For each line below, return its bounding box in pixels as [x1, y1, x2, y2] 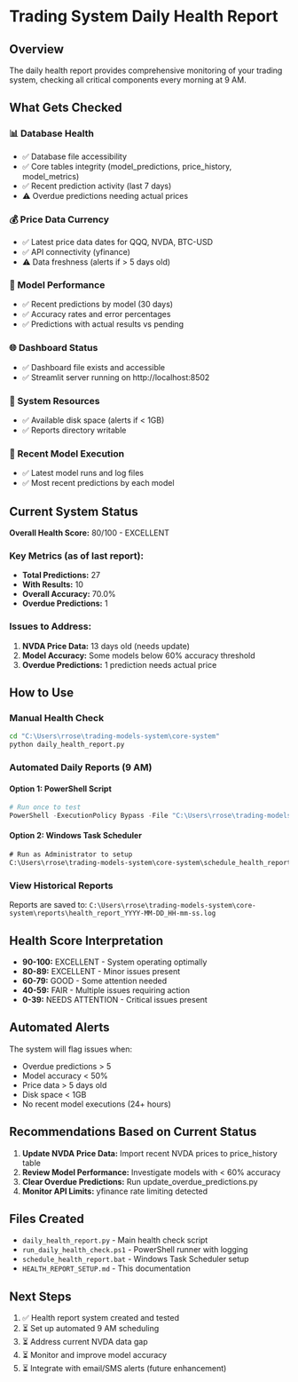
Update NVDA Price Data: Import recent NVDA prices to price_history [21, 1148, 278, 1158]
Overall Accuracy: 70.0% [21, 589, 117, 600]
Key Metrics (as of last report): [9, 549, 145, 561]
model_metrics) [21, 171, 80, 181]
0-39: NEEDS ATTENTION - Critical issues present [21, 994, 208, 1005]
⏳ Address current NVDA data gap [21, 1337, 148, 1347]
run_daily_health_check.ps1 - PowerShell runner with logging [21, 1244, 248, 1255]
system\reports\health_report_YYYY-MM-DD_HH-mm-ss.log [9, 909, 216, 918]
